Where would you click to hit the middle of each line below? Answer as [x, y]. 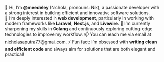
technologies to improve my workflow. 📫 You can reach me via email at [78, 34]
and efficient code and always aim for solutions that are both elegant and [80, 49]
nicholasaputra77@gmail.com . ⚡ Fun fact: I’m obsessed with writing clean [81, 42]
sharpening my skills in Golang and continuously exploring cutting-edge [79, 29]
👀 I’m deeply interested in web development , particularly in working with [80, 18]
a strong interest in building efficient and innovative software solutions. [78, 13]
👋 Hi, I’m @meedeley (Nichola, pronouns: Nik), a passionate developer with [82, 8]
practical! [15, 54]
